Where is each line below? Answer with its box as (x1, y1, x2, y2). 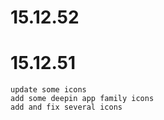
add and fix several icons (10, 102, 123, 113)
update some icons (10, 85, 87, 95)
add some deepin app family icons (10, 94, 155, 104)
